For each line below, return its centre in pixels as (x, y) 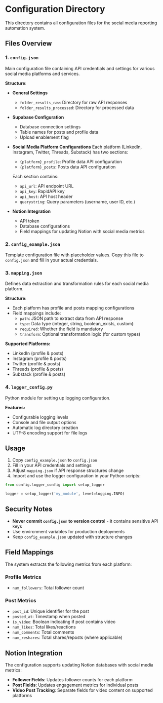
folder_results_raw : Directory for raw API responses (73, 102)
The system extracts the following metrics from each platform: (69, 564)
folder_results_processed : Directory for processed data (77, 108)
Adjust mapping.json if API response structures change (68, 470)
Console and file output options (44, 422)
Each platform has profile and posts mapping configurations (73, 308)
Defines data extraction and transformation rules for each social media (77, 284)
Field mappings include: (37, 313)
